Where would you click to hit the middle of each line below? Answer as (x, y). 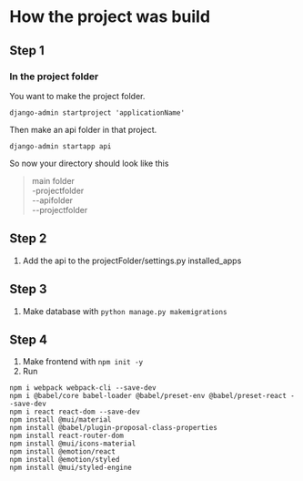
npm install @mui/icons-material (73, 444)
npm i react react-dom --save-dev (75, 412)
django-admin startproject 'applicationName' (97, 113)
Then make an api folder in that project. (83, 129)
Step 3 (28, 289)
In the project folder (54, 77)
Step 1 (27, 51)
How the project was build (110, 17)
